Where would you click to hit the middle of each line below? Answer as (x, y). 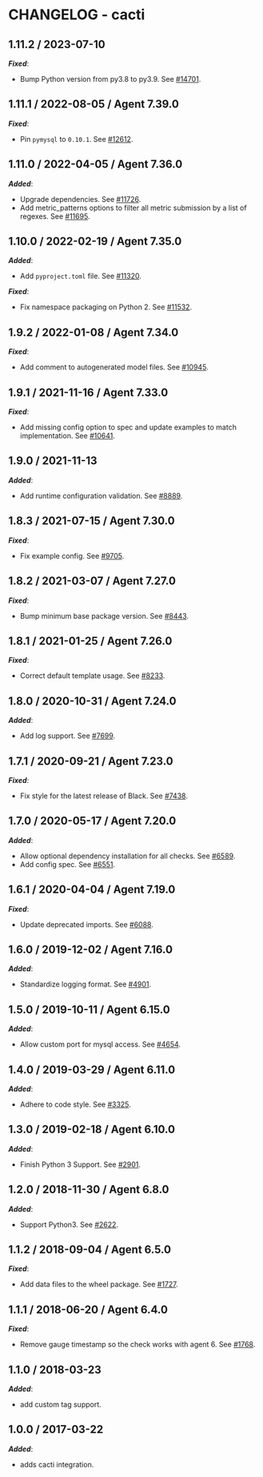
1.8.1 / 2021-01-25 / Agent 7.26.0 (90, 641)
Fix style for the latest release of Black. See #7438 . (104, 796)
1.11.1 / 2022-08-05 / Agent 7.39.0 (94, 105)
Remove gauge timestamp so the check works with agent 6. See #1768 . (137, 1345)
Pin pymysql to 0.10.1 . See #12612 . (76, 139)
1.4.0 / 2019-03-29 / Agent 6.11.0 (92, 1069)
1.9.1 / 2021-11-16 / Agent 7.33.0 (88, 392)
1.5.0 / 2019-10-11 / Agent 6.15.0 (89, 1009)
